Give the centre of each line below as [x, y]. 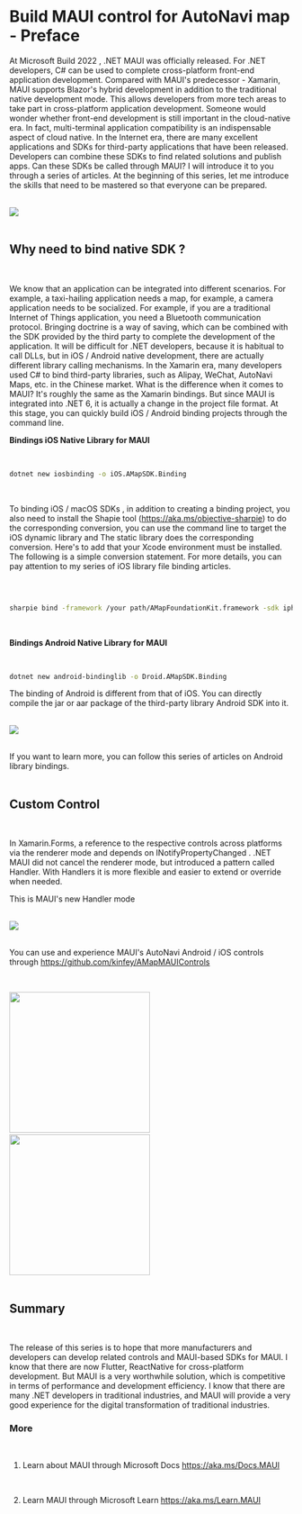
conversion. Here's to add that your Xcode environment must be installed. [146, 547]
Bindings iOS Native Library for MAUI [80, 440]
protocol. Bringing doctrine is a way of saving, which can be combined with [149, 327]
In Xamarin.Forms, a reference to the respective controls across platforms [146, 843]
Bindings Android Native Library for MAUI [89, 642]
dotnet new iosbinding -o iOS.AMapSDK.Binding [98, 474]
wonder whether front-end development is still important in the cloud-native [150, 118]
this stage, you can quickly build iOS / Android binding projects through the [148, 412]
